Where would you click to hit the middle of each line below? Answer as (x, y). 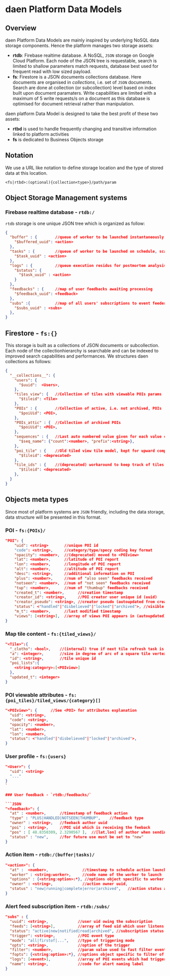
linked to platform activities (41, 134)
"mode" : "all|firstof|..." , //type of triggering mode (72, 941)
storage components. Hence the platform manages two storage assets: (79, 46)
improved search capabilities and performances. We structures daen (77, 356)
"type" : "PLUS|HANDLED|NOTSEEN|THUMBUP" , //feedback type (77, 818)
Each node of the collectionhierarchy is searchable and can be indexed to (82, 350)
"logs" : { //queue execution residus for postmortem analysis (88, 265)
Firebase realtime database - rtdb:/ (50, 212)
